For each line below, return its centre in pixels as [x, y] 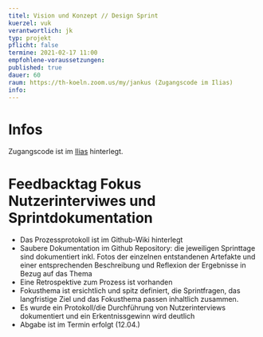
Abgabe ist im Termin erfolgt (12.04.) [80, 325]
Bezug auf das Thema [56, 274]
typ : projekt [30, 38]
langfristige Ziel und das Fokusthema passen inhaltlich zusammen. [129, 299]
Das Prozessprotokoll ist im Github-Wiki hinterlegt [101, 240]
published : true [35, 68]
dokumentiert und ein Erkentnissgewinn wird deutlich [107, 316]
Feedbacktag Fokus [75, 184]
